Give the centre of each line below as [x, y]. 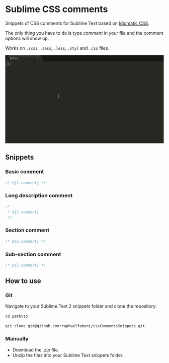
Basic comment [25, 172]
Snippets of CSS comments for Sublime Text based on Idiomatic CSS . [77, 23]
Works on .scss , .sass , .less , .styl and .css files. [57, 48]
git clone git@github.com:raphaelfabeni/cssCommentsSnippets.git [75, 326]
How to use [23, 281]
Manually [17, 339]
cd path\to [17, 316]
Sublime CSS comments [57, 9]
